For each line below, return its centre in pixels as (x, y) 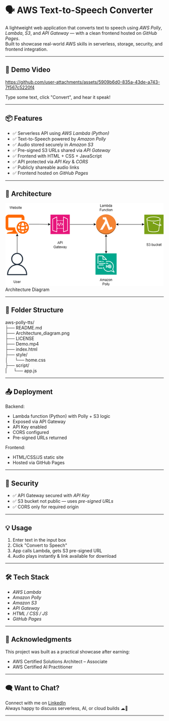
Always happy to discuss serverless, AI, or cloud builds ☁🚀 (67, 708)
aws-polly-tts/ (20, 322)
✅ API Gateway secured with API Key (51, 496)
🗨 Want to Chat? (32, 688)
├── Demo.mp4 (22, 344)
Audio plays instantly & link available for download (64, 556)
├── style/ (16, 354)
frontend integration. (26, 49)
